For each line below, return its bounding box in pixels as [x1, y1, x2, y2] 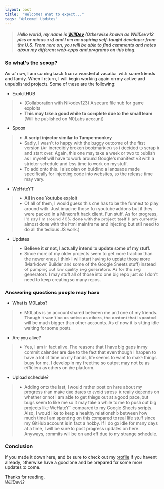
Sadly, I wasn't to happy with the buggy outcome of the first [24, 140, 145, 146]
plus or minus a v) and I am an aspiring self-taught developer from [17, 36, 156, 42]
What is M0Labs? [12, 300, 47, 306]
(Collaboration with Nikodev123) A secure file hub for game [24, 100, 144, 106]
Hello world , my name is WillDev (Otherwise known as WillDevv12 [17, 31, 154, 37]
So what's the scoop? [5, 59, 58, 66]
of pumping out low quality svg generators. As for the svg [24, 266, 141, 272]
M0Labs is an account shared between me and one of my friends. [24, 310, 158, 316]
